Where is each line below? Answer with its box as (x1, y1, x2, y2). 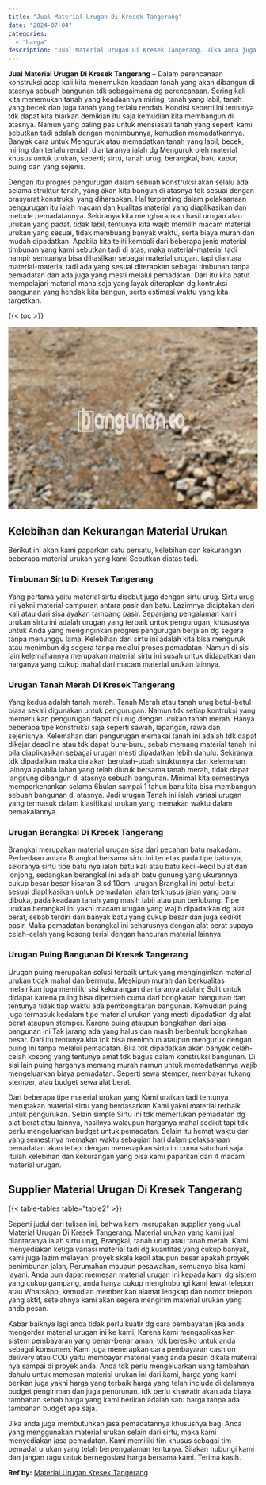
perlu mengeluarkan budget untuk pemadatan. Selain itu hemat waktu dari (8, 1126, 251, 1135)
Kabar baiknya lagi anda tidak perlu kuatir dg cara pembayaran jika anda (8, 1319, 245, 1328)
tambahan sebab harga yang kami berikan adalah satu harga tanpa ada (8, 1395, 240, 1405)
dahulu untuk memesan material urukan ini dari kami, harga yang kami (8, 1370, 237, 1379)
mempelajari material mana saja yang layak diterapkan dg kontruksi (8, 279, 228, 288)
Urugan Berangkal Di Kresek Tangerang (8, 826, 164, 837)
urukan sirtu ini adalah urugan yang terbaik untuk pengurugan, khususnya (8, 617, 249, 627)
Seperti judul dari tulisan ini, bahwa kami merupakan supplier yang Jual (8, 1220, 241, 1229)
